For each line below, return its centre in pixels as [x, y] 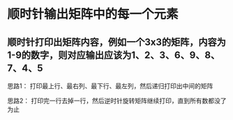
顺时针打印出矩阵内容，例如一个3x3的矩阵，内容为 [117, 42]
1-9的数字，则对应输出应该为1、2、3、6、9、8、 [114, 55]
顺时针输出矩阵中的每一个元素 [93, 14]
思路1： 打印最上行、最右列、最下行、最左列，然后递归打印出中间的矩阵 [110, 86]
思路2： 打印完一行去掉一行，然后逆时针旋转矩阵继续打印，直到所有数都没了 [117, 101]
